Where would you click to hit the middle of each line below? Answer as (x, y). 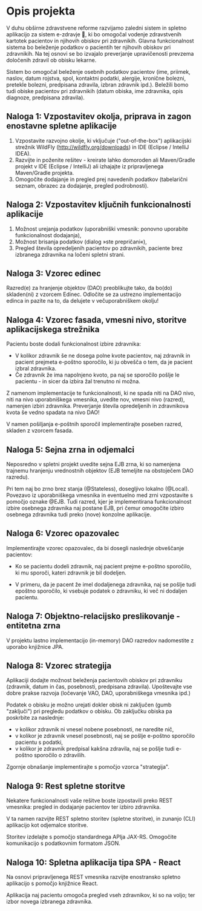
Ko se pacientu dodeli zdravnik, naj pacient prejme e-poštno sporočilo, (103, 566)
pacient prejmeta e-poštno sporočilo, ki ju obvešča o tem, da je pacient (104, 362)
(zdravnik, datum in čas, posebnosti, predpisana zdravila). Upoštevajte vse (99, 687)
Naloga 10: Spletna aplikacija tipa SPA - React (94, 862)
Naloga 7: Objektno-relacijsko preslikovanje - (93, 617)
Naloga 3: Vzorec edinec (54, 273)
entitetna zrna (33, 626)
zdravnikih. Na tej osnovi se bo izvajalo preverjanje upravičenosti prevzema (100, 53)
